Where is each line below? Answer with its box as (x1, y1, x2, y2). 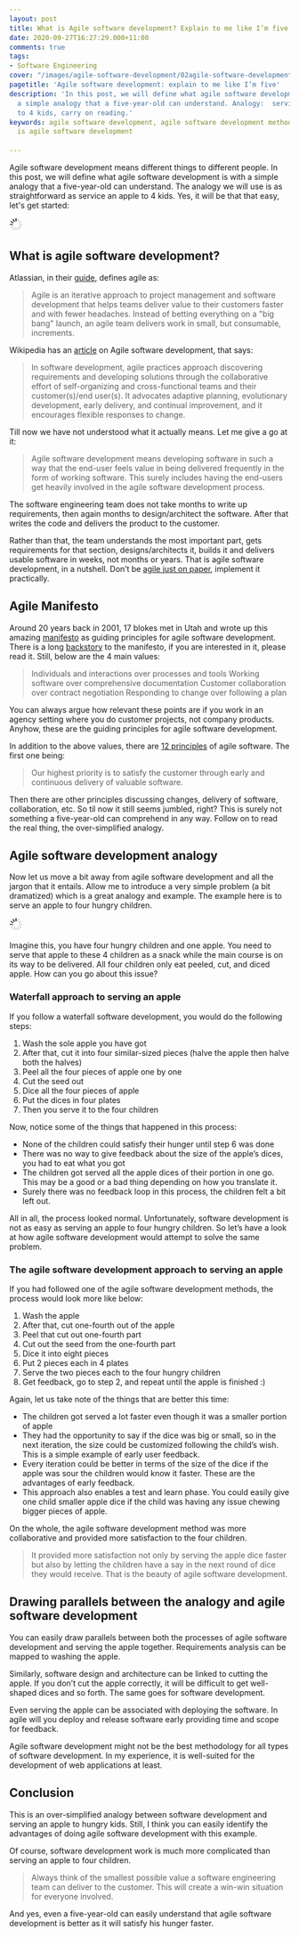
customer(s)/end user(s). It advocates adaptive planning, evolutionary (30, 390, 287, 401)
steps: (9, 1020, 32, 1031)
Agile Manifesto (9, 599, 100, 614)
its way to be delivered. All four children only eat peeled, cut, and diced (9, 959, 271, 970)
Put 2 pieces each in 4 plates (21, 1358, 129, 1369)
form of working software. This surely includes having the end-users (30, 472, 283, 483)
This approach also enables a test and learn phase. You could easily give (21, 1487, 290, 1498)
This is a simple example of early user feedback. (21, 1449, 200, 1460)
